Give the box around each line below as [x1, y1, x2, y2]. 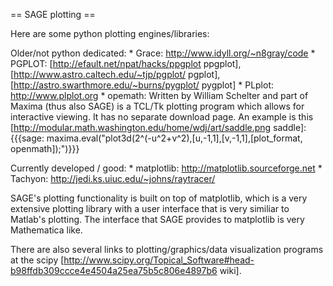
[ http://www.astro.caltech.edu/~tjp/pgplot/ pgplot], [10, 69, 221, 80]
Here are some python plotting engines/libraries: [10, 28, 210, 39]
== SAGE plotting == [10, 9, 96, 20]
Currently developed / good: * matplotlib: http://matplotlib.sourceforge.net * [10, 162, 323, 174]
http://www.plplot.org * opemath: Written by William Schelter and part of [10, 90, 309, 101]
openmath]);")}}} [10, 143, 80, 154]
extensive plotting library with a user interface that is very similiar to [10, 203, 290, 214]
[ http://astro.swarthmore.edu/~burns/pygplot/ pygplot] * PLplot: [10, 79, 275, 91]
